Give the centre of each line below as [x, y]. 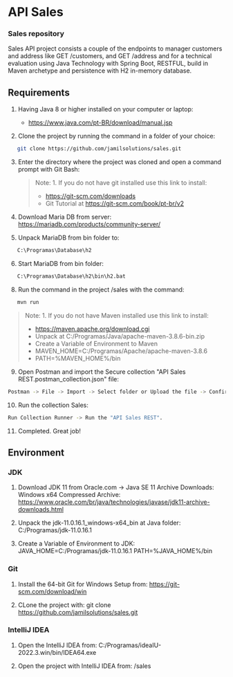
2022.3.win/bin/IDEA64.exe [57, 652]
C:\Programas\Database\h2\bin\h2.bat [72, 277]
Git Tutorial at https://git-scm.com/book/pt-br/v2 [115, 204]
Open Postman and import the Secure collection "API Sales [102, 372]
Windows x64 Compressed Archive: [69, 495]
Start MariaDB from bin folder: [61, 264]
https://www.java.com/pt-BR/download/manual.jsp [100, 123]
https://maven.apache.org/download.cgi [92, 329]
